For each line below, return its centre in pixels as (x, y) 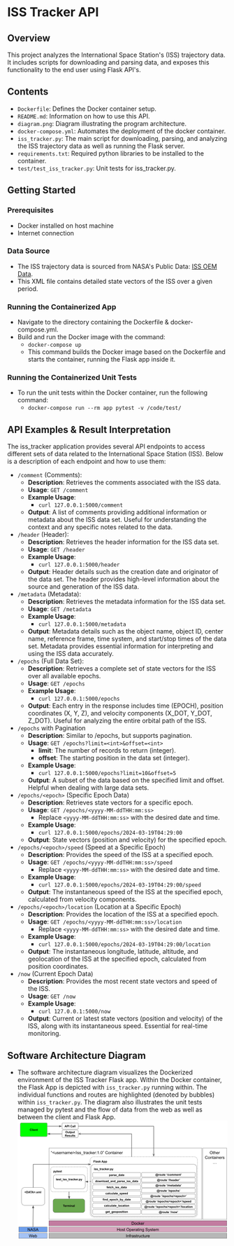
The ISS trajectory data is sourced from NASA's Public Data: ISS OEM (117, 266)
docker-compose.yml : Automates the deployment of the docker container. (121, 131)
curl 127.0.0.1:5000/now (74, 1012)
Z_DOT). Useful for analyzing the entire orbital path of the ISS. (117, 721)
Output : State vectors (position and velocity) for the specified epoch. (127, 840)
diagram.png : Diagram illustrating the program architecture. (102, 123)
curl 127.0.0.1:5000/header (79, 565)
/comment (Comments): (50, 475)
